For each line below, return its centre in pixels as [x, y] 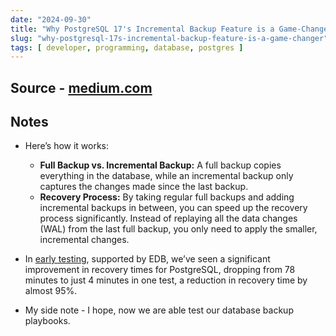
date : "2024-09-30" [51, 19]
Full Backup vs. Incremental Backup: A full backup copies [160, 165]
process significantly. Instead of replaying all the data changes [168, 218]
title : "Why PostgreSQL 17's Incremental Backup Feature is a [142, 29]
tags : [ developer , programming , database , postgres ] [127, 47]
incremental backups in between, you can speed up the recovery [173, 208]
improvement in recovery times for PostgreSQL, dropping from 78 [160, 270]
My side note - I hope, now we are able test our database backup [159, 310]
